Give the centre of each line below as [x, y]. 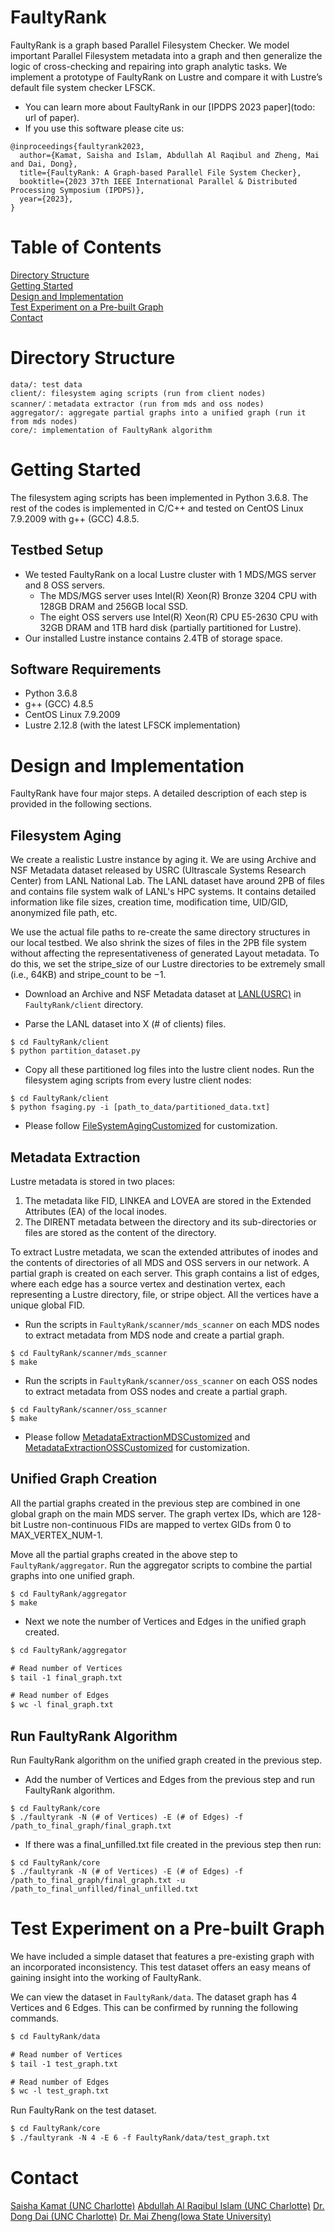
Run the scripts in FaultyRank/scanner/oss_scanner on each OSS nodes [171, 1380]
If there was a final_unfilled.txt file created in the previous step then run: [173, 1844]
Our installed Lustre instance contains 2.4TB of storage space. [153, 638]
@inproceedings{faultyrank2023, [77, 146]
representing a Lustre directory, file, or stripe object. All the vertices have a [165, 1294]
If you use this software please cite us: [104, 128]
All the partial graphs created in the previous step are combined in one [155, 1503]
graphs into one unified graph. [72, 1575]
